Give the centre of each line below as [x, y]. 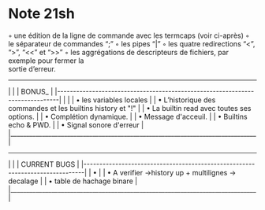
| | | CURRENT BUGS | [44, 164]
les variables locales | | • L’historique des [149, 100]
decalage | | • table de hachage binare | [73, 181]
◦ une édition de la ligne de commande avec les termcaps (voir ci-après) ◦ [129, 35]
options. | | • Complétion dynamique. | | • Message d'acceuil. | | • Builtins [128, 116]
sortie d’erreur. [32, 68]
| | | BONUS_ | [31, 91]
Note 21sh [41, 14]
